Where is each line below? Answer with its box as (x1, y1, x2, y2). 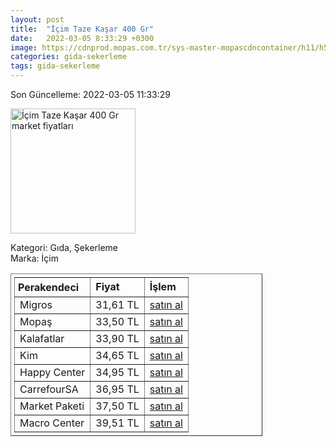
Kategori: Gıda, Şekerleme (10, 242, 119, 253)
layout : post (10, 14, 65, 25)
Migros (19, 298, 53, 311)
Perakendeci (18, 281, 80, 294)
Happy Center (19, 366, 86, 379)
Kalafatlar (19, 332, 65, 345)
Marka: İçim (10, 252, 59, 264)
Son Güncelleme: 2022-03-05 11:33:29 (10, 89, 171, 100)
